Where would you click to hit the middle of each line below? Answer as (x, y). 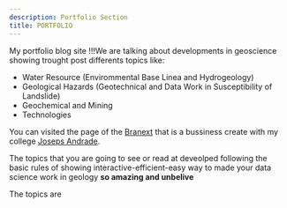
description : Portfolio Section (68, 17)
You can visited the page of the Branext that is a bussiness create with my (144, 131)
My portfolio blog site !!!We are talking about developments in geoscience (143, 50)
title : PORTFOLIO (41, 26)
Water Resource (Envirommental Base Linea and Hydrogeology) (138, 77)
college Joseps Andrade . (55, 141)
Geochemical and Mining (67, 105)
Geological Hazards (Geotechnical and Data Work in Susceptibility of (147, 86)
